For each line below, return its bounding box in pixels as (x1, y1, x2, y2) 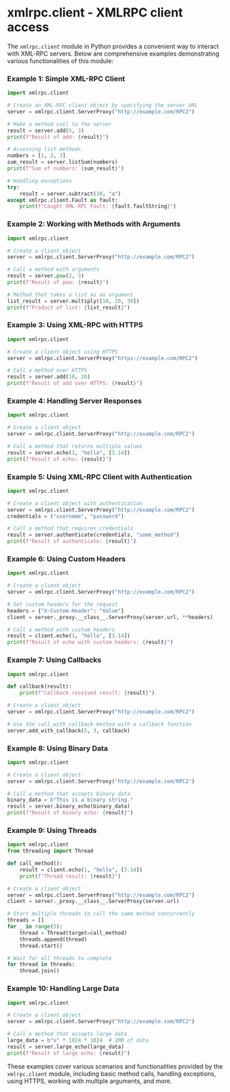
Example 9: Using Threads (7, 825, 97, 835)
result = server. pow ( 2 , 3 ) (7, 273, 84, 280)
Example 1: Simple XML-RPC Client (7, 74, 126, 83)
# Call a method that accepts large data (7, 1031, 128, 1038)
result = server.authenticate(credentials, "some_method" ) (7, 531, 180, 539)
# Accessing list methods (7, 146, 81, 153)
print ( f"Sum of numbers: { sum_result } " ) (7, 165, 125, 172)
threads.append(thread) (19, 936, 88, 943)
